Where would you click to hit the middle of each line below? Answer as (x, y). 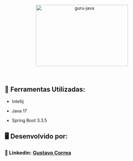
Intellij (18, 101)
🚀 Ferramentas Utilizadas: (45, 90)
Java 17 (19, 111)
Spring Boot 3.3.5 (29, 120)
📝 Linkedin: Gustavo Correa (38, 153)
